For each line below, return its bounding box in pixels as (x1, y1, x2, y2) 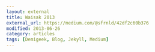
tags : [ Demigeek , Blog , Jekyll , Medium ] (6, 36, 109, 42)
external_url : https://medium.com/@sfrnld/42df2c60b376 (6, 20, 149, 26)
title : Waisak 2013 (6, 14, 55, 20)
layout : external (6, 8, 50, 15)
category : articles (6, 31, 55, 37)
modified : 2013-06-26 (6, 25, 61, 32)
